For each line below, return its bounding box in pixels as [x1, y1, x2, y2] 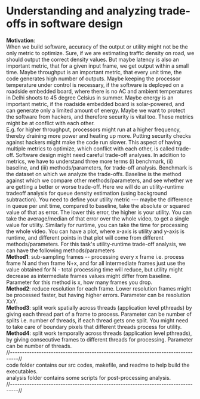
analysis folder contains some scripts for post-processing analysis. [6, 374, 171, 381]
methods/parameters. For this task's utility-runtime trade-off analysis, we [6, 240, 186, 247]
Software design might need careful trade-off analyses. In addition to [16, 151, 186, 158]
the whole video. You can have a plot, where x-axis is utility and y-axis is [6, 228, 185, 235]
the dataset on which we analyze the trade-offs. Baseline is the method [6, 170, 181, 177]
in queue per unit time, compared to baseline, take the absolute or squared [6, 202, 190, 209]
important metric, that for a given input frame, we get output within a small [6, 62, 189, 69]
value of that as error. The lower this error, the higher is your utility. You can [6, 208, 192, 216]
